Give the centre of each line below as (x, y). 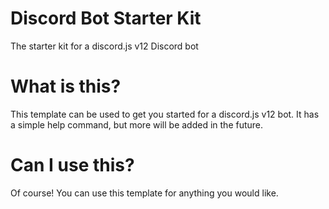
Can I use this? (72, 165)
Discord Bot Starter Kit (106, 18)
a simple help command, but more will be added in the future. (137, 124)
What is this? (66, 86)
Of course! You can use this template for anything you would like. (144, 193)
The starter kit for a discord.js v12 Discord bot (104, 46)
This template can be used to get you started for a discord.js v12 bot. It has (165, 114)
